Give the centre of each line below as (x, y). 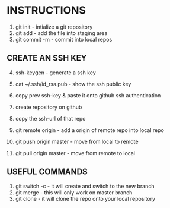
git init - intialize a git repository (54, 27)
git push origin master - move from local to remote (77, 141)
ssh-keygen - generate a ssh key (56, 73)
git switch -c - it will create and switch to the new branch (85, 186)
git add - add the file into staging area (61, 33)
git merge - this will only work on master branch (74, 192)
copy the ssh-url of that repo (50, 118)
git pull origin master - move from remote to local (75, 153)
